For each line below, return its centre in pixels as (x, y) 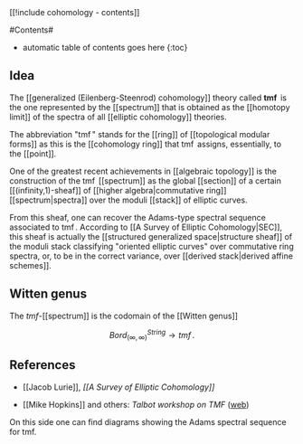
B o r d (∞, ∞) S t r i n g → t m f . (152, 335)
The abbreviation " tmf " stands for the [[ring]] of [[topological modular (140, 134)
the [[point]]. (33, 153)
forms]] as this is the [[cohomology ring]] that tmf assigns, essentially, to (146, 144)
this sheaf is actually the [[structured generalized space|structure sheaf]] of (151, 236)
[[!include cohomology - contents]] (75, 12)
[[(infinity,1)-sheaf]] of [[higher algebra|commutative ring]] (118, 190)
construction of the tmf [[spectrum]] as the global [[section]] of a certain (146, 180)
